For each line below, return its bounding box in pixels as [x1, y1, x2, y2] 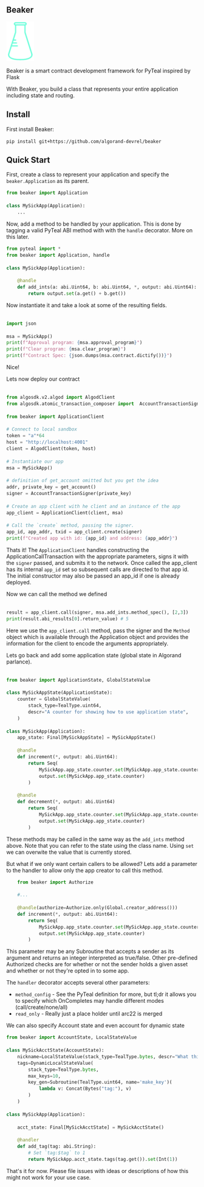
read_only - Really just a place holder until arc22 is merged [15, 1010, 163, 1017]
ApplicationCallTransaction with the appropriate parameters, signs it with [6, 553, 189, 560]
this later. [6, 233, 29, 240]
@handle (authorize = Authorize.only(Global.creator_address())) [17, 905, 178, 911]
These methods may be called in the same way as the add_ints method [6, 836, 185, 843]
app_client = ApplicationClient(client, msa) [6, 510, 123, 516]
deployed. [6, 579, 32, 586]
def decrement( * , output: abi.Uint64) [17, 799, 115, 805]
